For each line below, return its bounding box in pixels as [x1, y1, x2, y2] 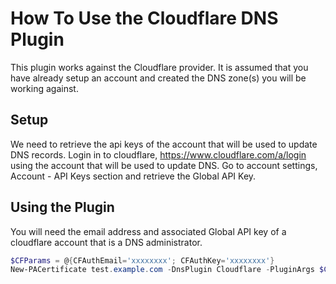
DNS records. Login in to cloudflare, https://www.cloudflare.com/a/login [10, 148, 307, 161]
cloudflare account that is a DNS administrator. [10, 236, 203, 248]
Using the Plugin [10, 199, 115, 216]
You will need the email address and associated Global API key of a [10, 225, 287, 237]
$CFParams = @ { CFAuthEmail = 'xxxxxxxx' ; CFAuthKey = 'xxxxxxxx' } [10, 255, 275, 266]
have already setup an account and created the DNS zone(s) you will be [10, 72, 307, 84]
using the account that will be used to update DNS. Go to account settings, [10, 159, 318, 171]
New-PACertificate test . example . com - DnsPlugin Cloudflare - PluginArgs [10, 265, 315, 275]
